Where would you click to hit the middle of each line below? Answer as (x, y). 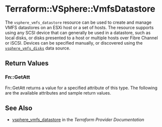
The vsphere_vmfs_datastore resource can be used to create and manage (78, 22)
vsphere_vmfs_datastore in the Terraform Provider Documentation (78, 120)
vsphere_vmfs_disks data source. (38, 48)
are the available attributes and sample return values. (58, 93)
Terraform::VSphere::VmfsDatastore (80, 9)
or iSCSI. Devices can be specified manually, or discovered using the (74, 43)
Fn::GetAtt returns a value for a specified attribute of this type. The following (81, 88)
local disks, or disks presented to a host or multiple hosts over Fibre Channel (81, 38)
